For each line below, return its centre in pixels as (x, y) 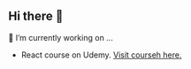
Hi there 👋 (36, 16)
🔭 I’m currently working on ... (61, 37)
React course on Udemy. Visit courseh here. (101, 55)
